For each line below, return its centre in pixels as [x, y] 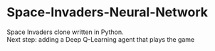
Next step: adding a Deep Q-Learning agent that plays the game [101, 39]
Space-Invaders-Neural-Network [107, 12]
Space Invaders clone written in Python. [65, 32]
